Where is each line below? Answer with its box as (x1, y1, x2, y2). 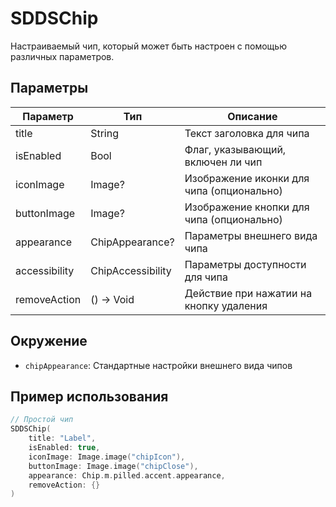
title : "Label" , (28, 433, 97, 444)
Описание (227, 109, 278, 123)
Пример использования (10, 388, 169, 405)
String (90, 126, 120, 140)
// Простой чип (10, 415, 74, 425)
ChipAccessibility (90, 263, 172, 277)
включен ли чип (184, 155, 263, 169)
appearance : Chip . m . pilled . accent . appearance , (28, 470, 226, 481)
